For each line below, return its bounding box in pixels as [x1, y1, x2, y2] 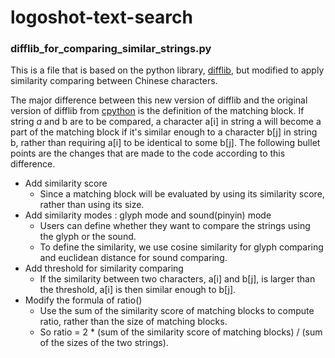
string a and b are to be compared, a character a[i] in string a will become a [10, 116, 322, 128]
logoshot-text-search [10, 6, 193, 29]
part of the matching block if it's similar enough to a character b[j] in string [10, 126, 318, 138]
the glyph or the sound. [39, 231, 137, 243]
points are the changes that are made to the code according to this [10, 147, 286, 160]
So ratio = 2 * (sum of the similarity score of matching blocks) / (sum [39, 326, 323, 338]
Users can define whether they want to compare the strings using [39, 220, 311, 232]
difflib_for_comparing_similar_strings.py [10, 42, 212, 56]
